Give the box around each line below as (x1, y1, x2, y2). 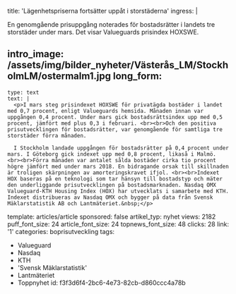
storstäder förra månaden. (7, 132, 87, 139)
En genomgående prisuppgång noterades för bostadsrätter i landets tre (7, 20, 216, 28)
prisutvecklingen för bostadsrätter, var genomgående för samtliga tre (7, 125, 223, 133)
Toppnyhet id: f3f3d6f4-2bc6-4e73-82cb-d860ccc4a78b (17, 278, 186, 287)
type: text (7, 89, 40, 96)
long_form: (112, 71, 163, 82)
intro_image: (7, 48, 64, 60)
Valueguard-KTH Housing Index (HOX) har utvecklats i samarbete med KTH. (7, 188, 230, 195)
